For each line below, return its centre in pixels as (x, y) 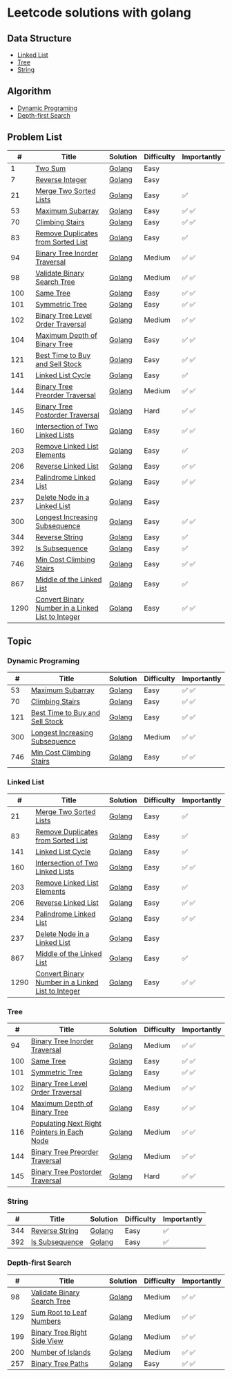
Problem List (35, 137)
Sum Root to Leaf (59, 1312)
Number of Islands (61, 1352)
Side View (47, 1341)
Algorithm (29, 91)
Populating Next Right (66, 1123)
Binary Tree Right (59, 1332)
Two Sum (51, 168)
